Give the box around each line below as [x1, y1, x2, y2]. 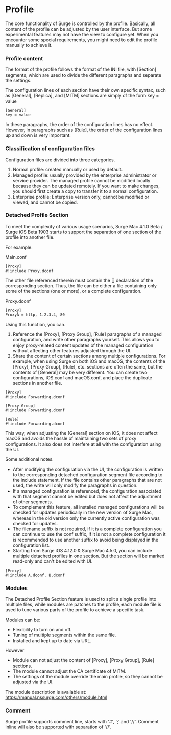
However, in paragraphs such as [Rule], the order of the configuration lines [5, 127, 163, 133]
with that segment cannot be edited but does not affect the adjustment [12, 493, 162, 499]
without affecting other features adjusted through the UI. [12, 347, 132, 353]
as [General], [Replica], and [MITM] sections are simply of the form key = [5, 93, 159, 99]
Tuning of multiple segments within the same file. [12, 632, 116, 639]
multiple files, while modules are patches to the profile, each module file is [5, 601, 162, 608]
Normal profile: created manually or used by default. [12, 166, 123, 173]
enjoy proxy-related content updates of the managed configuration [12, 342, 154, 348]
